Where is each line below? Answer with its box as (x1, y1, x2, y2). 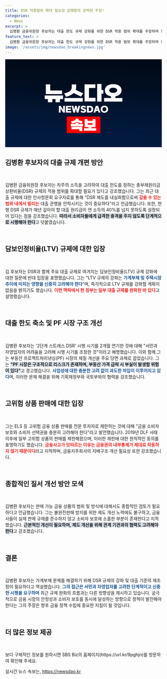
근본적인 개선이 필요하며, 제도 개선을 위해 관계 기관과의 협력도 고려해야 (23, 522, 159, 528)
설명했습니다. (5, 293, 31, 299)
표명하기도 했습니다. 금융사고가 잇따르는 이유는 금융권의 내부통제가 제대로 (5, 442, 147, 448)
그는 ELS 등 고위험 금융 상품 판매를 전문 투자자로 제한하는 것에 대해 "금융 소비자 (5, 423, 160, 429)
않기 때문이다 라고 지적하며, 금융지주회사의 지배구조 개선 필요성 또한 (10, 448, 140, 454)
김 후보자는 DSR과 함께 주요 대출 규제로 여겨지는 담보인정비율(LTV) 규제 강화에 (5, 268, 158, 274)
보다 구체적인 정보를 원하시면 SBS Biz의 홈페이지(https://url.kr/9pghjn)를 (5, 651, 148, 658)
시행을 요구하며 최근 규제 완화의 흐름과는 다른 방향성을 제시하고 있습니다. (10, 590, 151, 596)
